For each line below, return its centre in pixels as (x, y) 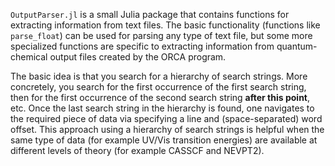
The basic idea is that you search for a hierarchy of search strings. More (159, 76)
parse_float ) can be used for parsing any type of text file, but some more (161, 35)
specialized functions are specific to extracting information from (142, 46)
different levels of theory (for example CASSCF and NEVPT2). (137, 150)
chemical (29, 57)
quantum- (297, 46)
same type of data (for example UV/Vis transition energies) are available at (164, 140)
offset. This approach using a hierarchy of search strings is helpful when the (167, 129)
